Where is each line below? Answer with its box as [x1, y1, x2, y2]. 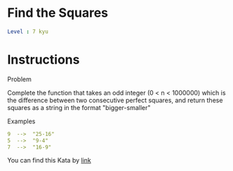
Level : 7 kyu [7, 28, 49, 35]
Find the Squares [7, 5, 109, 21]
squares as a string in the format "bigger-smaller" [7, 103, 151, 111]
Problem [7, 75, 32, 83]
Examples [7, 117, 36, 125]
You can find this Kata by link [7, 156, 91, 165]
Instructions [7, 52, 80, 67]
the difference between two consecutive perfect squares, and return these [7, 96, 223, 104]
